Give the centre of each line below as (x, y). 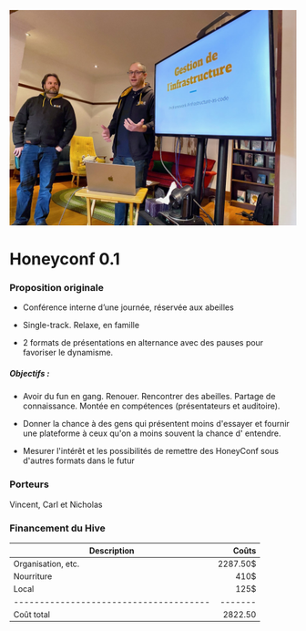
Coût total (31, 614)
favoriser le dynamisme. (68, 353)
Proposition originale (57, 288)
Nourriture (33, 576)
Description (112, 550)
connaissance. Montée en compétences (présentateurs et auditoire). (151, 406)
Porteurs (30, 484)
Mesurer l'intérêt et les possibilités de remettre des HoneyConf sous (151, 451)
